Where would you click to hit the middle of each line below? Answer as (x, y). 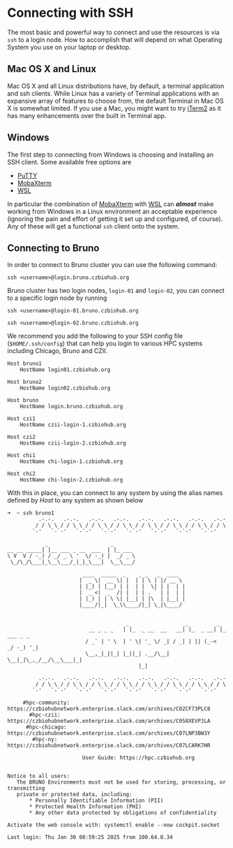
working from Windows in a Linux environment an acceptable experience (112, 211)
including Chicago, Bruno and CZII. (58, 351)
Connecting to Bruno (53, 248)
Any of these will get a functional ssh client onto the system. (93, 226)
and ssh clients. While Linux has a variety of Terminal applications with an (113, 93)
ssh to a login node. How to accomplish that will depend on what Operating (115, 39)
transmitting (26, 789)
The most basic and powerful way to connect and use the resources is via (113, 32)
